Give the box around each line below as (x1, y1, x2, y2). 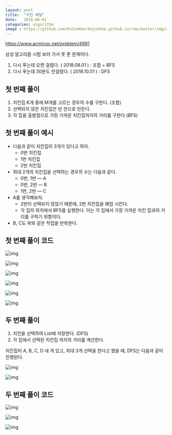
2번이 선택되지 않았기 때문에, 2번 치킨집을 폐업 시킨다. (20, 201, 128, 207)
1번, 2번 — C (20, 188, 47, 194)
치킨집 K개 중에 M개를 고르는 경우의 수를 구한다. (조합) (12, 99, 122, 105)
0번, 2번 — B (20, 181, 47, 187)
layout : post (5, 7, 33, 13)
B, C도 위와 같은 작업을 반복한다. (12, 220, 78, 226)
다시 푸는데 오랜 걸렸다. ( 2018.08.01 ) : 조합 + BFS (12, 62, 115, 68)
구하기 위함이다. (30, 213, 62, 220)
